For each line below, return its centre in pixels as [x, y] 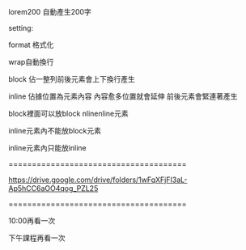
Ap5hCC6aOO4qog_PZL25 [53, 188]
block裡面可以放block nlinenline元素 [68, 113]
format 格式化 [31, 44]
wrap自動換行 [31, 62]
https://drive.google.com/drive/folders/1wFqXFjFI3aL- [98, 180]
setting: [21, 28]
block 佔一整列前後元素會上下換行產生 [72, 79]
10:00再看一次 [32, 220]
